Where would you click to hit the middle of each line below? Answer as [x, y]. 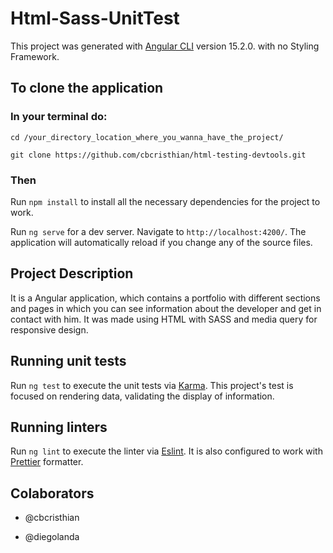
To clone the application [87, 88]
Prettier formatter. [47, 462]
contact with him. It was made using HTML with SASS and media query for [164, 319]
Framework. [35, 56]
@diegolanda [52, 537]
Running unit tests [68, 361]
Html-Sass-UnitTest [95, 18]
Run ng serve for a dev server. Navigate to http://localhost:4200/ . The [158, 231]
